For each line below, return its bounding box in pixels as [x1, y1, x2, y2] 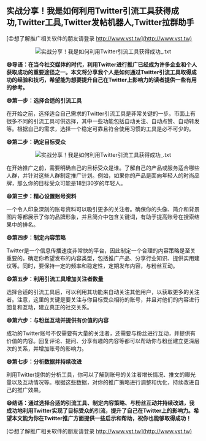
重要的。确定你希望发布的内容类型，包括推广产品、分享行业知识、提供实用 [6, 254, 194, 262]
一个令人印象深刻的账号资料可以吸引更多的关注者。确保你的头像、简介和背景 [6, 205, 200, 213]
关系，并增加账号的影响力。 [17, 345, 87, 352]
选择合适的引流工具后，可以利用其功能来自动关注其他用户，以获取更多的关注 [6, 288, 200, 295]
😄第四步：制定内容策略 [6, 233, 66, 241]
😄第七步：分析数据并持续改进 [6, 358, 82, 365]
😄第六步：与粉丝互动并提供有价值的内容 [6, 316, 109, 323]
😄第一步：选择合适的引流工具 [6, 97, 82, 104]
